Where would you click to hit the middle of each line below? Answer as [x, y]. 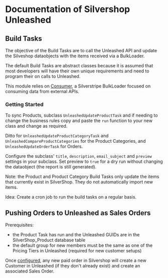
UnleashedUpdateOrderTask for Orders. [44, 146]
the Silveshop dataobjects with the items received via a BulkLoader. [75, 56]
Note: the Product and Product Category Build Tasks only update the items [82, 176]
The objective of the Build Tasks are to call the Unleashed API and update [81, 51]
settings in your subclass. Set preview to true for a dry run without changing [84, 161]
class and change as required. [36, 126]
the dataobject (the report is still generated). [51, 167]
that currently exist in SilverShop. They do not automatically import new [79, 182]
